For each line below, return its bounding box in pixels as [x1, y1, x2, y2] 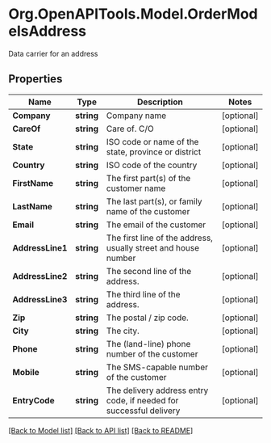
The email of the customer [106, 219, 206, 230]
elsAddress [8, 22, 87, 40]
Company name [106, 110, 167, 121]
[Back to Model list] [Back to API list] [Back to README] [8, 425, 194, 435]
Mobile [12, 366, 40, 378]
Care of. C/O [106, 123, 155, 134]
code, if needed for [106, 394, 179, 406]
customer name [106, 183, 166, 194]
